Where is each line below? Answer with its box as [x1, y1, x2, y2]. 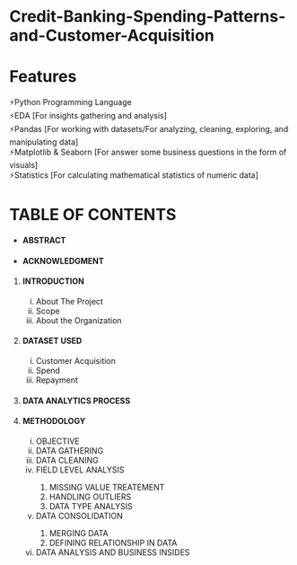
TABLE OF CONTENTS [9, 205, 177, 225]
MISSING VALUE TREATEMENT [48, 481, 165, 492]
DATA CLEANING [35, 455, 99, 465]
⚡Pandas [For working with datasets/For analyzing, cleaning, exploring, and [9, 124, 289, 135]
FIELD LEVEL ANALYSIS [35, 464, 125, 475]
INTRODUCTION [22, 276, 85, 287]
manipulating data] [9, 137, 79, 147]
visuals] [9, 160, 39, 171]
